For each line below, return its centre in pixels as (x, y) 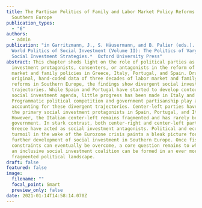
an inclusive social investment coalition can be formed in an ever (99, 151)
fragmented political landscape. (54, 156)
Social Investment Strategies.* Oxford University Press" (87, 56)
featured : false (26, 168)
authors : (17, 34)
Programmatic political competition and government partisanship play (102, 101)
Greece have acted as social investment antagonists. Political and (99, 129)
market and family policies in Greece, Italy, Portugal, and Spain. (99, 73)
